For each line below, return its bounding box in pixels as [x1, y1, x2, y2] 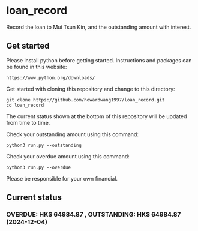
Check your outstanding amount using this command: [6, 130, 139, 138]
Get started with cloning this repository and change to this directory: [6, 85, 175, 92]
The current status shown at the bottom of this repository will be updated [6, 112, 187, 120]
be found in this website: [6, 63, 67, 70]
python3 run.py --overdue [6, 164, 71, 170]
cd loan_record [6, 102, 44, 108]
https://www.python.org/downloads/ [6, 74, 95, 81]
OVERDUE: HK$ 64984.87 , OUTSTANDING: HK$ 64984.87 [6, 211, 181, 219]
